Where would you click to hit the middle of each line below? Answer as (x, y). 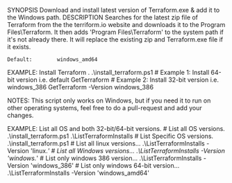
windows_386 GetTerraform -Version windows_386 (81, 87)
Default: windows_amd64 (52, 60)
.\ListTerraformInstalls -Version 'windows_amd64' (78, 173)
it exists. (19, 47)
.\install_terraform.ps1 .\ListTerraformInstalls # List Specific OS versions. (110, 136)
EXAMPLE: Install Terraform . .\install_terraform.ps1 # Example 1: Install (108, 72)
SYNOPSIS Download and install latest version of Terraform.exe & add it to (114, 10)
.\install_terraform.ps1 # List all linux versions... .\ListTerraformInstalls (106, 143)
